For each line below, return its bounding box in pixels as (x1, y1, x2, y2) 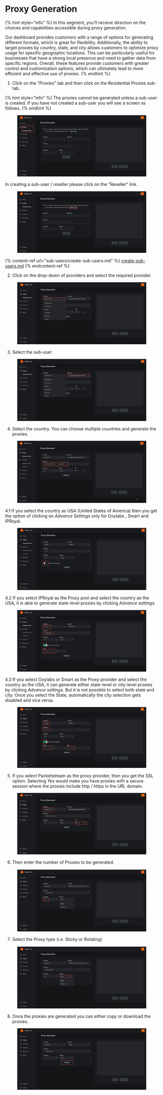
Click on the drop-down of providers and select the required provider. (12, 272, 152, 278)
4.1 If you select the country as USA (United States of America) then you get (5, 508, 157, 514)
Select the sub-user (12, 349, 52, 355)
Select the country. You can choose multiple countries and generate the (12, 426, 157, 432)
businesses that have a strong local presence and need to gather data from (5, 55, 156, 61)
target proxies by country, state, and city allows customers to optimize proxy (5, 45, 159, 50)
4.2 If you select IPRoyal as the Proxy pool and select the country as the (5, 595, 149, 601)
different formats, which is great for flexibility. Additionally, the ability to (5, 39, 148, 45)
